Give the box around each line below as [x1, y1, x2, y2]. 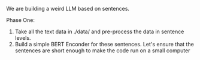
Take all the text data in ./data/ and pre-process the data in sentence [14, 28, 184, 35]
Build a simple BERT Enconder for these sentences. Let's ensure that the [14, 41, 195, 48]
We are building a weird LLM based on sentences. [6, 5, 130, 12]
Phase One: [6, 17, 35, 23]
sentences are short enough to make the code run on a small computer [14, 47, 190, 54]
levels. [14, 34, 31, 41]
